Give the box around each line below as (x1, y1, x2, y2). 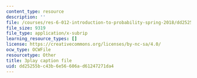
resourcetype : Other (6, 52, 57, 58)
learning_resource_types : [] (6, 36, 77, 42)
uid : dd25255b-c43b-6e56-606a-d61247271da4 (6, 63, 114, 69)
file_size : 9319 (6, 25, 46, 31)
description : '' (6, 14, 46, 20)
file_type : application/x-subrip (6, 30, 88, 36)
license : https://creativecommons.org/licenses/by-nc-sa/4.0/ (6, 42, 161, 48)
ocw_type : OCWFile (6, 47, 51, 53)
